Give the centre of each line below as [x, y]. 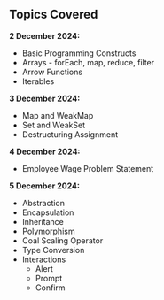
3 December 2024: [45, 98]
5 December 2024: [45, 186]
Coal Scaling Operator [62, 240]
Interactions [44, 259]
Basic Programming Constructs [79, 53]
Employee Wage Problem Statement [88, 168]
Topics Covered [54, 15]
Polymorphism [48, 231]
